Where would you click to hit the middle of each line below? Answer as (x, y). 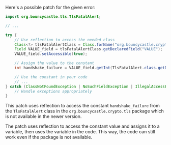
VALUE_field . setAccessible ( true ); (51, 54)
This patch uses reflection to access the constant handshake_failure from (83, 106)
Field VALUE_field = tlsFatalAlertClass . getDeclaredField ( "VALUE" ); (89, 49)
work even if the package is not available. (49, 137)
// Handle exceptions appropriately (53, 91)
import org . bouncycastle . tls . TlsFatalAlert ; (53, 17)
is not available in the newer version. (44, 117)
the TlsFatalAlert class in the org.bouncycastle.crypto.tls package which (84, 111)
